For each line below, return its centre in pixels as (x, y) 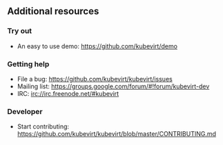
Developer (25, 111)
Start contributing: (43, 126)
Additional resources (53, 11)
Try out (20, 31)
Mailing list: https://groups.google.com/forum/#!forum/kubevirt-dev (113, 86)
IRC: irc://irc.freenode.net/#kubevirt (68, 93)
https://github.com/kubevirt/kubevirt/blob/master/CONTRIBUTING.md (116, 134)
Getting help (28, 64)
